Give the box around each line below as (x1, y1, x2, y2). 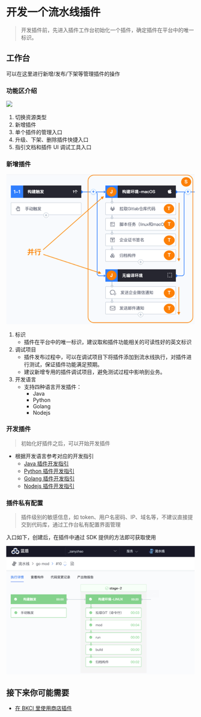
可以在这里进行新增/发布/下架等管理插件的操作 (6, 70, 121, 77)
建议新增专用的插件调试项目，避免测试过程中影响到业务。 (23, 368, 166, 375)
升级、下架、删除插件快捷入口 (14, 136, 89, 144)
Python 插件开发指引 (23, 467, 75, 475)
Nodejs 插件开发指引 (23, 482, 75, 490)
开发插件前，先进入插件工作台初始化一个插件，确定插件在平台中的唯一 (20, 26, 194, 34)
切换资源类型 (14, 114, 47, 121)
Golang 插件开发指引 (23, 475, 75, 482)
